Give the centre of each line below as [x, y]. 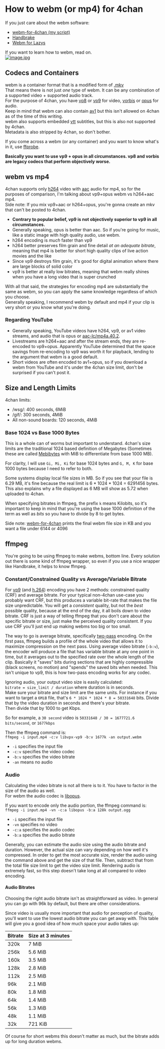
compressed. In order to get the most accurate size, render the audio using [81, 855]
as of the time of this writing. [34, 116]
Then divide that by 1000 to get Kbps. [43, 708]
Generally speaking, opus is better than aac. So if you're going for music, [86, 229]
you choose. [18, 297]
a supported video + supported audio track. [49, 95]
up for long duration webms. [34, 1041]
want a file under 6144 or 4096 [36, 528]
